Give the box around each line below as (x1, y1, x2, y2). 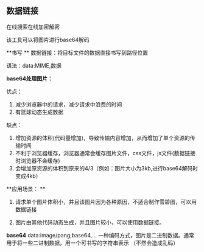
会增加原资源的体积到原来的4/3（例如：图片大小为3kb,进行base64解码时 (15, 164, 199, 172)
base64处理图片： (6, 75, 53, 82)
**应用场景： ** (6, 185, 46, 192)
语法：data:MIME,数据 (6, 61, 62, 69)
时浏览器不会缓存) (15, 157, 60, 164)
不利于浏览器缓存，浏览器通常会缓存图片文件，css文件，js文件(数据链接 (15, 149, 196, 156)
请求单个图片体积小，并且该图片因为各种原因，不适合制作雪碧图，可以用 (15, 198, 197, 205)
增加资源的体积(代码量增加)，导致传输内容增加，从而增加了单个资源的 (15, 134, 191, 141)
